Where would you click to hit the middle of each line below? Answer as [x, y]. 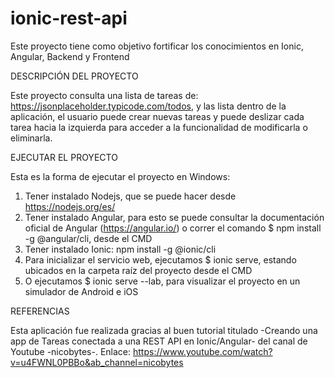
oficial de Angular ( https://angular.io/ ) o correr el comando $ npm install [173, 228]
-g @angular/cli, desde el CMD [88, 238]
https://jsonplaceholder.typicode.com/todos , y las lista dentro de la [148, 106]
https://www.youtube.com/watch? [202, 351]
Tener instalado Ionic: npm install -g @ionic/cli [120, 249]
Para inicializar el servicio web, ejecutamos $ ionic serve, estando [160, 259]
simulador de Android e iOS [81, 291]
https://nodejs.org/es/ [70, 206]
